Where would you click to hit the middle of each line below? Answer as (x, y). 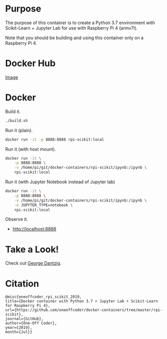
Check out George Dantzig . (33, 263)
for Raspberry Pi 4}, (28, 306)
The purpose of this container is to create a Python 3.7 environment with (80, 23)
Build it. (13, 111)
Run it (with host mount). (31, 149)
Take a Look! (32, 249)
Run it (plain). (19, 130)
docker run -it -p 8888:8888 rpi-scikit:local (55, 139)
